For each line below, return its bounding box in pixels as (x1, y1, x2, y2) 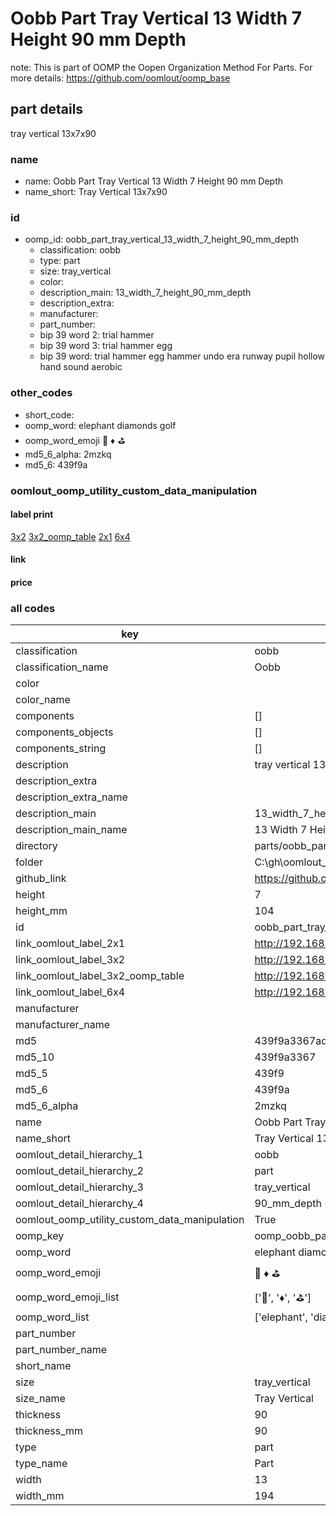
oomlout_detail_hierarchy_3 (15, 1180, 144, 1194)
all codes (10, 601, 56, 615)
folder (15, 855, 44, 869)
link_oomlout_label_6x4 (15, 985, 126, 999)
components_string (15, 742, 107, 756)
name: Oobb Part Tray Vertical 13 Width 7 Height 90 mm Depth (24, 175, 284, 187)
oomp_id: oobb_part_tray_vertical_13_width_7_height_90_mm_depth (24, 233, 300, 246)
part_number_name (15, 1343, 107, 1357)
